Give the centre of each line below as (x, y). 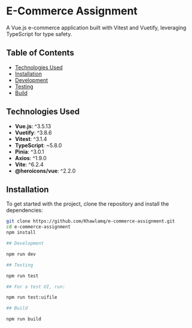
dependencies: (25, 210)
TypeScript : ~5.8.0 (38, 145)
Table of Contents (40, 53)
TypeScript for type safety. (39, 34)
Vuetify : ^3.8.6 (33, 133)
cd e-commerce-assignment (38, 227)
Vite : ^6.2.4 (29, 164)
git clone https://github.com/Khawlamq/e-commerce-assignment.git (91, 221)
